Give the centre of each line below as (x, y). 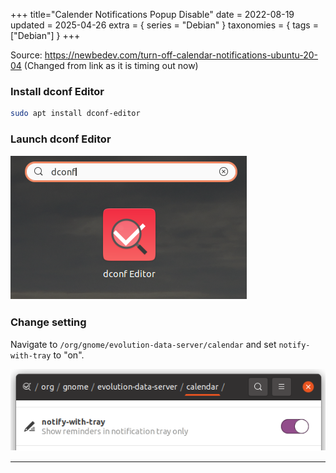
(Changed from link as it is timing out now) (111, 65)
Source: (26, 55)
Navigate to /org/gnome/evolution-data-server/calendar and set (143, 344)
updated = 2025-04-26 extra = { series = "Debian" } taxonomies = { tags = (164, 25)
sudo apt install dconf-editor (75, 114)
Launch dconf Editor (61, 139)
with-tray (31, 355)
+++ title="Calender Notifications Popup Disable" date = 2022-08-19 (152, 14)
